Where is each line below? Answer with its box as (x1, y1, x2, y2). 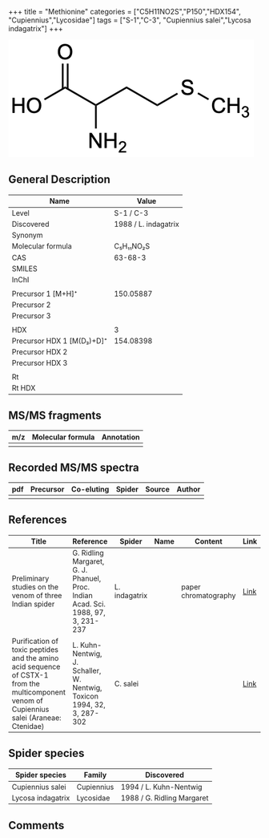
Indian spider (11, 599, 55, 609)
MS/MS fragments (8, 408, 102, 422)
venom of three (11, 591, 62, 601)
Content (195, 536, 223, 546)
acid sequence (11, 662, 61, 671)
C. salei (114, 678, 139, 688)
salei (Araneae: (11, 713, 62, 723)
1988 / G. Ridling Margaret (120, 793, 209, 803)
